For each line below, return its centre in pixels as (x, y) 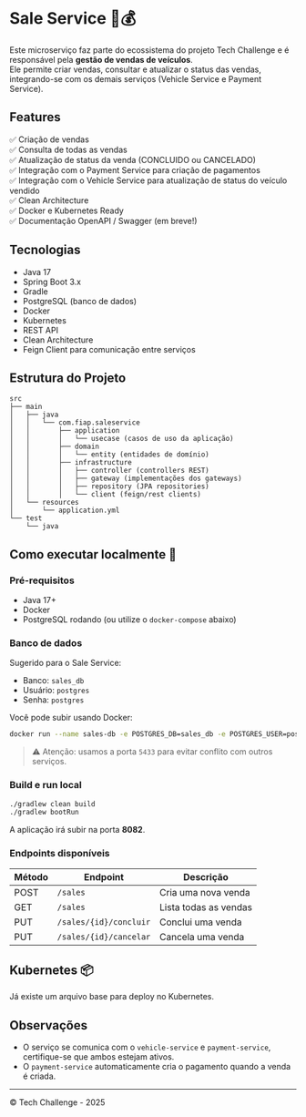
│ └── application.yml (65, 511)
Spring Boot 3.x (52, 282)
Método (31, 876)
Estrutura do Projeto (68, 378)
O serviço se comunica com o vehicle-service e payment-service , (147, 1047)
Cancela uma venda (202, 937)
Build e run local (46, 785)
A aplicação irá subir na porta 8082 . (77, 830)
